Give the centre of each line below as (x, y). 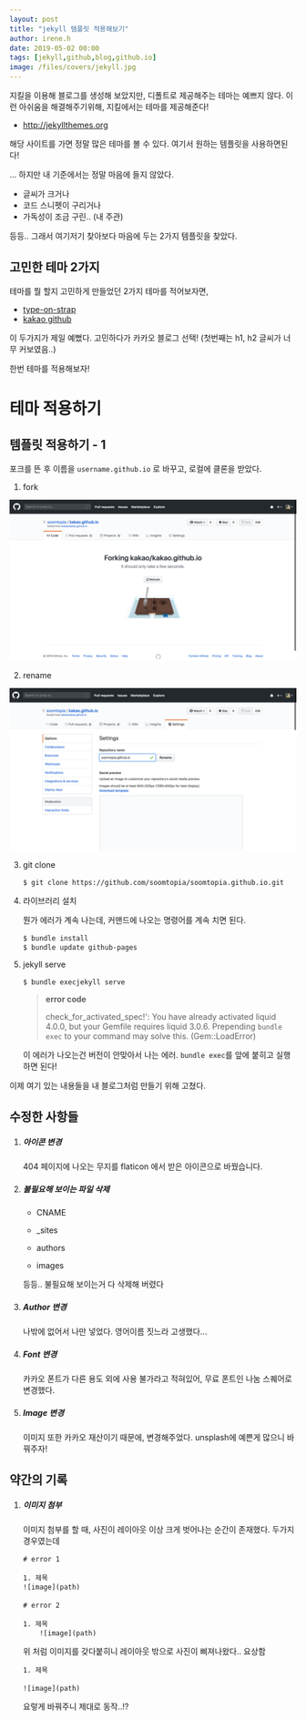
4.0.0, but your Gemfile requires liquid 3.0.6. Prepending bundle (163, 1026)
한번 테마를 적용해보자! (50, 368)
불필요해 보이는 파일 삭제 (66, 1189)
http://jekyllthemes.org (65, 125)
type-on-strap (49, 309)
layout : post (34, 19)
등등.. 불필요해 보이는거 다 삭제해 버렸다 (93, 1285)
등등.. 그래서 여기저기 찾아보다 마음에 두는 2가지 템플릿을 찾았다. (123, 236)
